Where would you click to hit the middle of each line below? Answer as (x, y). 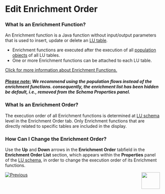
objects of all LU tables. (36, 55)
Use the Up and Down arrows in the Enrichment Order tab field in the (75, 150)
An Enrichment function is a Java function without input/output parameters (81, 35)
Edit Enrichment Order (52, 9)
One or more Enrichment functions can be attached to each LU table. (82, 61)
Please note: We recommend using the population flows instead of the (79, 81)
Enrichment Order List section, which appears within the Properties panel (81, 155)
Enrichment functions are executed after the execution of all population (84, 50)
